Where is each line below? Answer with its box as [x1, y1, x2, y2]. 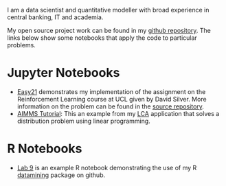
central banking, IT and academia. [7, 13, 104, 21]
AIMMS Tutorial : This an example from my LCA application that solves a [16, 109, 220, 117]
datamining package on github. [16, 171, 105, 179]
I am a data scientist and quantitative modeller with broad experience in [7, 6, 210, 14]
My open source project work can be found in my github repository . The [7, 27, 212, 34]
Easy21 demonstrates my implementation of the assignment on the [16, 87, 206, 95]
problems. [7, 41, 36, 49]
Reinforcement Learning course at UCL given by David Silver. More [16, 95, 207, 103]
